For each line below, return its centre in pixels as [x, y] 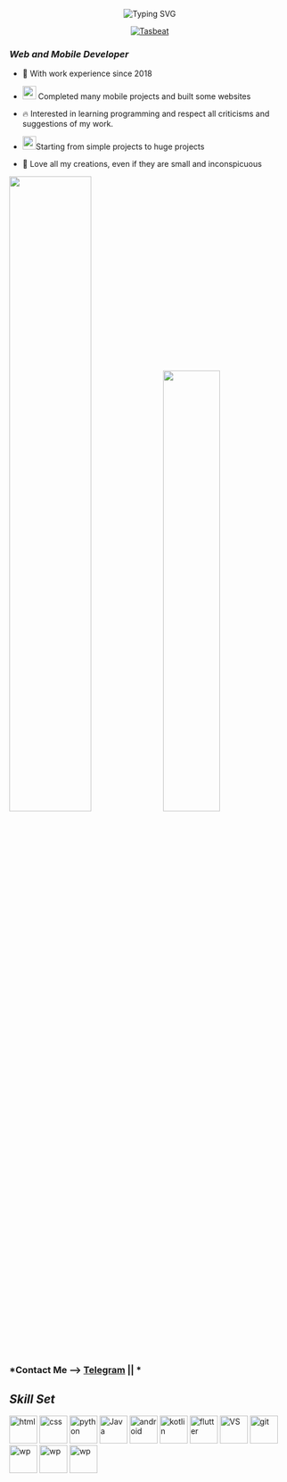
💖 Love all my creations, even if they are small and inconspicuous [142, 164]
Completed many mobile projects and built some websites [144, 96]
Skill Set [32, 1399]
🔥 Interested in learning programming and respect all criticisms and [146, 114]
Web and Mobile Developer [69, 54]
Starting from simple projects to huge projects [120, 146]
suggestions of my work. [68, 124]
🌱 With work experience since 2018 [87, 74]
